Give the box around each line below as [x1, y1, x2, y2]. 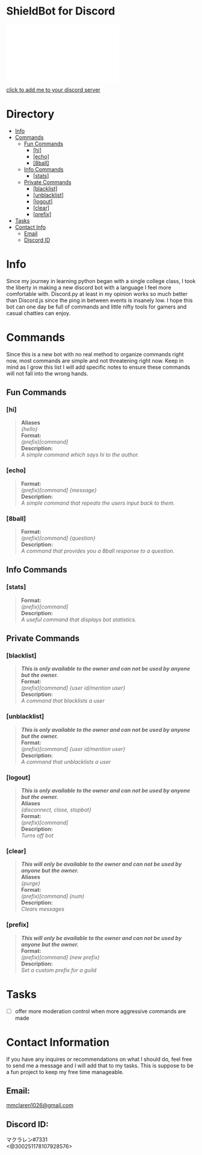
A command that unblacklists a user [20, 758, 111, 765]
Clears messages [20, 906, 65, 913]
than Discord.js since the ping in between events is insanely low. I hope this [6, 296, 193, 304]
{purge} [20, 880, 41, 887]
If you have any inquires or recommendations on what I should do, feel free [6, 1055, 192, 1063]
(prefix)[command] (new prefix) [20, 953, 100, 961]
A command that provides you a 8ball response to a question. [20, 548, 175, 555]
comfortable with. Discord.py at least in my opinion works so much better [6, 290, 188, 297]
